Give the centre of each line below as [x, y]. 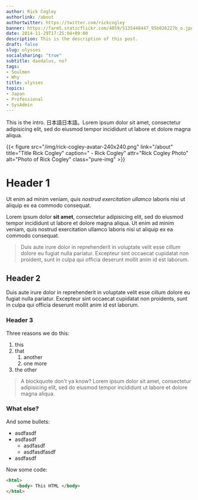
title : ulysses [25, 83]
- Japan [16, 94]
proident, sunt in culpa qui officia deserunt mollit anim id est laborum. [105, 259]
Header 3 [20, 320]
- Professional [25, 99]
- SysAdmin [19, 105]
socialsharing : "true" [34, 55]
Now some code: [27, 469]
